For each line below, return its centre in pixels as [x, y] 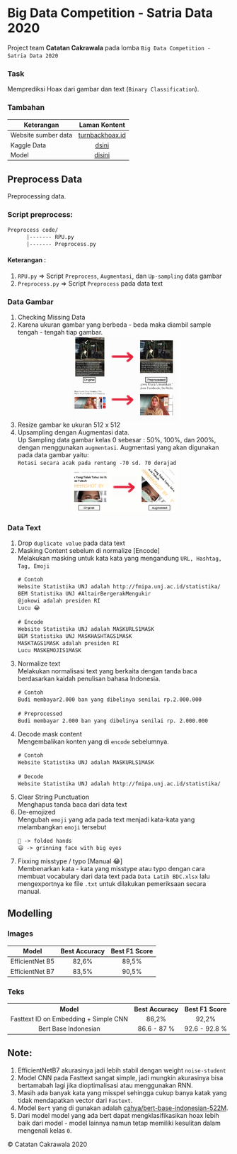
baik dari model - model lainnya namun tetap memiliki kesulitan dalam [119, 1123]
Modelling [30, 913]
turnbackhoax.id [102, 135]
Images [21, 934]
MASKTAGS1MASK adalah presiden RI [68, 643]
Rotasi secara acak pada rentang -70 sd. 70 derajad [97, 463]
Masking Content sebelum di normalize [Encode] [89, 550]
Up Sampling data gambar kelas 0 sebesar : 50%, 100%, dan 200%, [117, 439]
